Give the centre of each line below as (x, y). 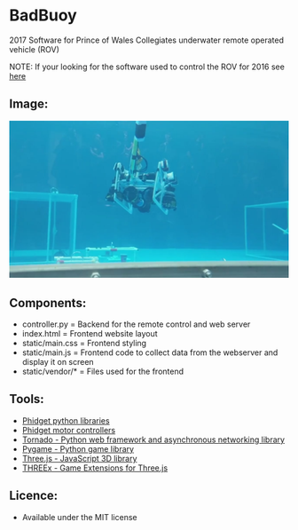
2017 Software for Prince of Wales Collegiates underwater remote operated (147, 40)
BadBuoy (43, 16)
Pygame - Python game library (78, 448)
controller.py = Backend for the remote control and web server (136, 324)
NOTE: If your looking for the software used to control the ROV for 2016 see (147, 67)
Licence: (34, 496)
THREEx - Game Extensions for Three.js (95, 468)
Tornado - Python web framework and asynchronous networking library (153, 439)
